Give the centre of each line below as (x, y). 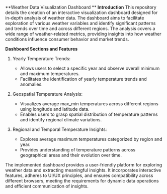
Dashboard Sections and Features (41, 49)
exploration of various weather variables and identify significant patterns (80, 23)
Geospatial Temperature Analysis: (48, 94)
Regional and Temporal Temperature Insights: (60, 129)
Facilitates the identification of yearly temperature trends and (83, 79)
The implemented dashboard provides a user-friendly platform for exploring (84, 165)
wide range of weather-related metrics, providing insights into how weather (83, 34)
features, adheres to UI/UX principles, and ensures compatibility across (79, 175)
